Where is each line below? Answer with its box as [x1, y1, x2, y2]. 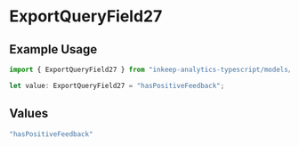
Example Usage [9, 42, 98, 57]
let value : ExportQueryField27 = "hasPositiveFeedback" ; [9, 81, 225, 90]
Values [9, 106, 49, 121]
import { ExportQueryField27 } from [9, 65, 145, 74]
